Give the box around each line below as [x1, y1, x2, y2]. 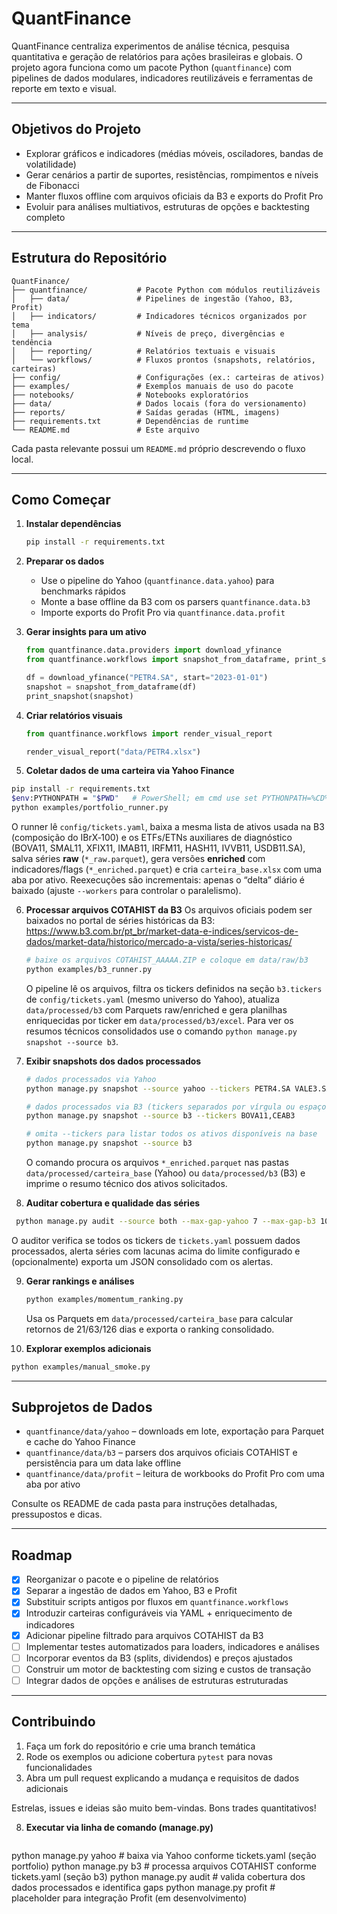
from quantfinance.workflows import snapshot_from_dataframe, [25, 655, 291, 665]
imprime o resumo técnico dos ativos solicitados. [25, 1178, 228, 1189]
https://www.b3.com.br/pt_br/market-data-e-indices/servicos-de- [25, 925, 299, 937]
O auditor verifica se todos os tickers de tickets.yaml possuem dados [11, 1234, 301, 1246]
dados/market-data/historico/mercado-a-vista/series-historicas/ [25, 936, 293, 947]
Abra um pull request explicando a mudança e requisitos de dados [25, 1772, 300, 1784]
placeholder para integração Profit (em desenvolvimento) [11, 1892, 248, 1904]
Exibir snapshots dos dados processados [25, 1055, 202, 1067]
